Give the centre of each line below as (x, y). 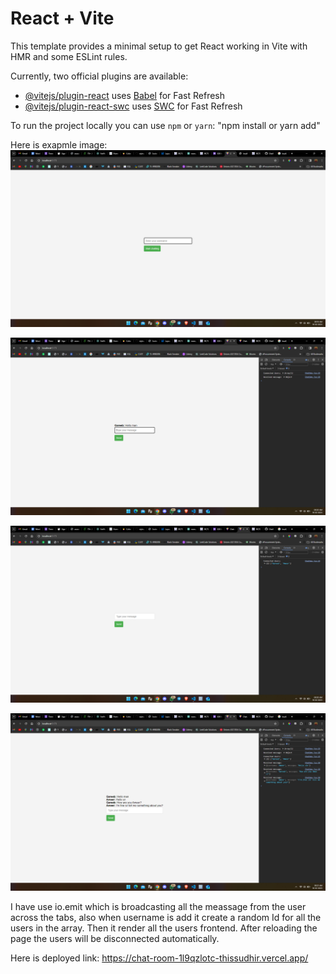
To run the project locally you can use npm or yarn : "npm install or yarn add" (165, 125)
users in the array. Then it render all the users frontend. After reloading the (164, 928)
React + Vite (62, 18)
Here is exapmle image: (59, 144)
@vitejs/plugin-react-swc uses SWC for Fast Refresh (133, 106)
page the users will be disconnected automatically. (115, 938)
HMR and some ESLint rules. (69, 56)
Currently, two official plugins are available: (99, 76)
